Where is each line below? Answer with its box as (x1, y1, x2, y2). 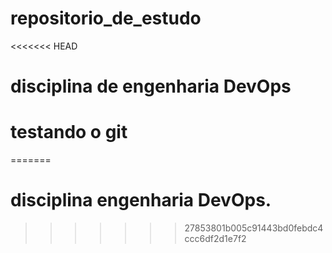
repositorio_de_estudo (10, 7, 202, 30)
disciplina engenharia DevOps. (10, 189, 272, 212)
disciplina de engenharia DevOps (10, 75, 292, 98)
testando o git (10, 121, 128, 144)
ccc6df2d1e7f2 (184, 233, 247, 244)
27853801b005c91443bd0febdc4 (184, 222, 324, 234)
